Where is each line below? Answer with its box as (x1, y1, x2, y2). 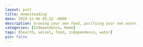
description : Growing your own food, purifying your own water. (5, 21, 139, 26)
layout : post (5, 7, 32, 12)
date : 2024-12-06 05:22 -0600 (5, 16, 67, 21)
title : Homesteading (5, 12, 48, 17)
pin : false (5, 35, 27, 40)
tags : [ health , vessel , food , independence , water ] (5, 30, 113, 35)
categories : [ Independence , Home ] (5, 25, 76, 30)
